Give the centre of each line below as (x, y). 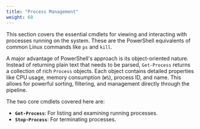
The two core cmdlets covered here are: (56, 101)
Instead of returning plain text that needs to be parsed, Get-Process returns (99, 64)
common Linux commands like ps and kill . (59, 47)
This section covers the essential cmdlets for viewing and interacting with (96, 34)
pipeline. (17, 90)
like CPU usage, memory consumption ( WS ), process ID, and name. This (94, 77)
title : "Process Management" (42, 12)
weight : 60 (20, 17)
